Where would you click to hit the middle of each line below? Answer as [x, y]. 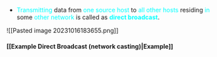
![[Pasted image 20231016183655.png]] [63, 31]
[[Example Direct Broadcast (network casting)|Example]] [90, 46]
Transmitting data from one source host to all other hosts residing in [113, 10]
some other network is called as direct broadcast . [88, 17]
